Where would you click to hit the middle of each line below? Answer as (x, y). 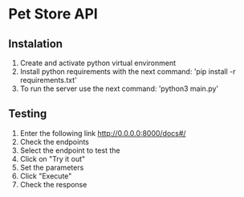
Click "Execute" (46, 176)
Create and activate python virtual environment (98, 63)
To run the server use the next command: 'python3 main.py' (119, 88)
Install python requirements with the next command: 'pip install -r (128, 72)
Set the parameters (52, 167)
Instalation (35, 44)
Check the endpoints (55, 142)
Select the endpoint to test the (70, 150)
